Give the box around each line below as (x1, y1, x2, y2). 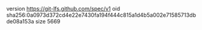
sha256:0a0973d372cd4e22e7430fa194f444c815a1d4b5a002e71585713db (6, 11, 196, 19)
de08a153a (6, 18, 35, 25)
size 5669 (35, 18, 61, 25)
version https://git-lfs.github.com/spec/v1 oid (6, 5, 121, 12)
